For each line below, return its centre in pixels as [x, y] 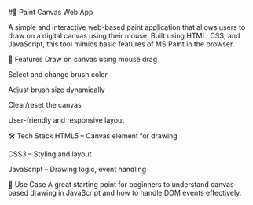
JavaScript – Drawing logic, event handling [77, 169]
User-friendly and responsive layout [66, 120]
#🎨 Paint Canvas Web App [51, 12]
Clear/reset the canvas [45, 105]
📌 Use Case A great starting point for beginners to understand [109, 184]
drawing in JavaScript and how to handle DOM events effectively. [136, 193]
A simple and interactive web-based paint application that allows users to [127, 27]
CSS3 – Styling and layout [50, 154]
